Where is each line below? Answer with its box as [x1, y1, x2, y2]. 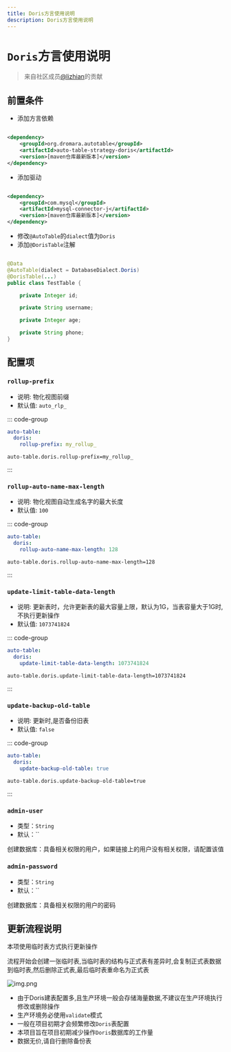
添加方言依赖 [16, 115, 54, 123]
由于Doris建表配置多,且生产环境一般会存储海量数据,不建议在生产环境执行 [16, 994, 223, 1002]
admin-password [7, 863, 58, 871]
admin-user [7, 806, 43, 815]
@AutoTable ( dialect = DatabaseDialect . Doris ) [7, 266, 140, 273]
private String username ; [19, 304, 94, 311]
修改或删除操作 [16, 1002, 60, 1011]
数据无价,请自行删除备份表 [16, 1037, 91, 1045]
